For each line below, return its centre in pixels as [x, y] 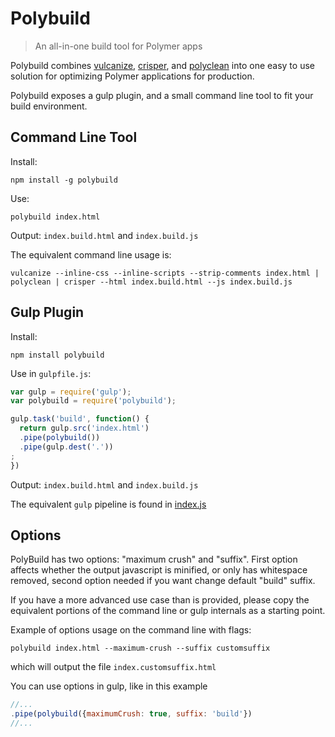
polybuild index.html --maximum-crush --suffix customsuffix [140, 648]
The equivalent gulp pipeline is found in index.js [108, 504]
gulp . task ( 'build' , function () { [80, 419]
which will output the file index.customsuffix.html [113, 667]
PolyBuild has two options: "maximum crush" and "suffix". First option [154, 559]
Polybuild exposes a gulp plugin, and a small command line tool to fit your [162, 95]
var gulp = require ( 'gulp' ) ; [71, 392]
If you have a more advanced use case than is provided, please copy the [160, 600]
